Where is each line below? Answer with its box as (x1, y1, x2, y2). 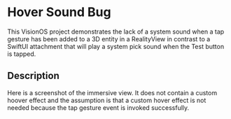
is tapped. (7, 50, 36, 58)
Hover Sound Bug (7, 4, 111, 20)
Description (7, 70, 59, 82)
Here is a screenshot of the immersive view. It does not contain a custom (7, 88, 218, 97)
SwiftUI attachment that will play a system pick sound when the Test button (7, 42, 225, 50)
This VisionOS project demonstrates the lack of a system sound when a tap (7, 27, 225, 36)
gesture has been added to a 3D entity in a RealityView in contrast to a (7, 34, 211, 43)
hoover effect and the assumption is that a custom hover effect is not (7, 96, 206, 104)
